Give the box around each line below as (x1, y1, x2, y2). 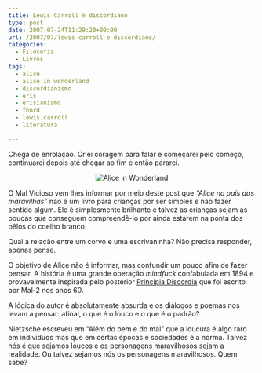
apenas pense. (8, 245, 56, 254)
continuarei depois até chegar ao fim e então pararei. (8, 158, 180, 167)
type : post (8, 19, 44, 27)
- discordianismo (15, 84, 72, 93)
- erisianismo (15, 99, 61, 107)
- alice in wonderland (15, 77, 89, 85)
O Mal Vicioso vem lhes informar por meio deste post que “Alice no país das (8, 188, 255, 197)
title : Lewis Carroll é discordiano (8, 11, 128, 20)
